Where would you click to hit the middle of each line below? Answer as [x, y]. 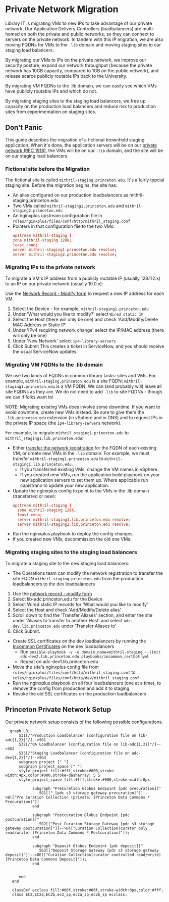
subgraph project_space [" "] [50, 766]
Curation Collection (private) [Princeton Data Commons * [88, 797]
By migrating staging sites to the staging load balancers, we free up [75, 101]
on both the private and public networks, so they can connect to [88, 34]
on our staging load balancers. [37, 156]
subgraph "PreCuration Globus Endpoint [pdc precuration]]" [97, 788]
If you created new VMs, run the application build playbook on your [90, 475]
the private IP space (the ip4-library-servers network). [64, 423]
